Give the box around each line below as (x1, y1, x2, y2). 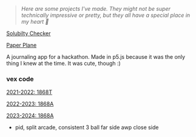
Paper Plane (6, 42, 37, 48)
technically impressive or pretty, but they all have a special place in (21, 12, 191, 19)
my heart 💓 (21, 18, 49, 25)
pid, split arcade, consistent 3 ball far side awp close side (15, 124, 159, 131)
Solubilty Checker (6, 30, 51, 37)
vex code (6, 75, 35, 83)
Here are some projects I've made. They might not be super (21, 5, 171, 12)
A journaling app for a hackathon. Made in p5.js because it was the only (6, 53, 186, 60)
